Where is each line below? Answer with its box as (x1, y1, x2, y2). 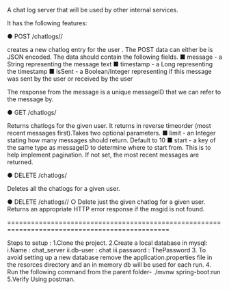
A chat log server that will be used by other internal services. (7, 6, 179, 14)
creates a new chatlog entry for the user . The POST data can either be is (7, 46, 213, 53)
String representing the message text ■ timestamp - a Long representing (7, 60, 213, 68)
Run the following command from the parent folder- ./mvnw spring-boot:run (7, 268, 221, 276)
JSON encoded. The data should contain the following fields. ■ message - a (7, 53, 223, 61)
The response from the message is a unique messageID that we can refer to (7, 88, 221, 96)
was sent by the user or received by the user (7, 75, 133, 83)
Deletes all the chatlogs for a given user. (7, 185, 121, 192)
